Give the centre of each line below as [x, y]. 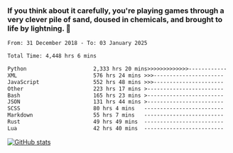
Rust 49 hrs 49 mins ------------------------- [115, 122]
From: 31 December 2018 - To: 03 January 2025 [77, 43]
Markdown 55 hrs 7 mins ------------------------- [115, 115]
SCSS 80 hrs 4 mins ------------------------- [115, 109]
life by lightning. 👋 [39, 28]
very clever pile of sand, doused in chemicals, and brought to [115, 19]
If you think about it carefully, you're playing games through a [116, 11]
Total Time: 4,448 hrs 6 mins [52, 56]
